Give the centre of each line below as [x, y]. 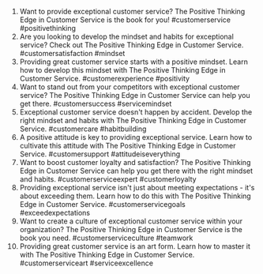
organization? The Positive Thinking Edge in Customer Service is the [131, 229]
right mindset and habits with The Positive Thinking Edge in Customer [133, 120]
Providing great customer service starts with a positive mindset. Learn [134, 62]
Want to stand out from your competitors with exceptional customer [130, 87]
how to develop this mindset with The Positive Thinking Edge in [122, 70]
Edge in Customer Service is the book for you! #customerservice [125, 20]
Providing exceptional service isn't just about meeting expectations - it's [137, 188]
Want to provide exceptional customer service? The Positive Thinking [132, 11]
